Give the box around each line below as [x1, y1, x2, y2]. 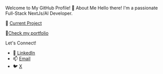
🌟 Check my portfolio [5, 30, 49, 36]
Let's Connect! [5, 40, 37, 46]
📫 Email [12, 56, 31, 61]
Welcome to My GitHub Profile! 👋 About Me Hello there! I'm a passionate [5, 5, 158, 11]
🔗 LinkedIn [12, 50, 35, 56]
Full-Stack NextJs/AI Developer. [5, 10, 73, 16]
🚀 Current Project [5, 20, 42, 26]
